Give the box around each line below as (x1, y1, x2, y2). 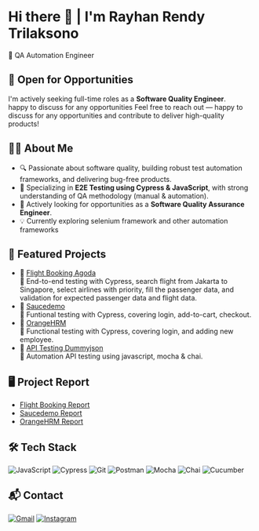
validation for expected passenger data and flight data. (19, 293, 198, 303)
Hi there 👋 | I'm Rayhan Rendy (8, 8, 206, 26)
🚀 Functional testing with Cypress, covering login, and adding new (19, 326, 234, 336)
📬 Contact (8, 489, 64, 502)
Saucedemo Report (19, 409, 82, 418)
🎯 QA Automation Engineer (8, 50, 94, 60)
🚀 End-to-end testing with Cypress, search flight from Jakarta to (19, 277, 228, 286)
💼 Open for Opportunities (8, 73, 133, 86)
